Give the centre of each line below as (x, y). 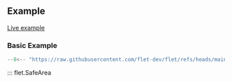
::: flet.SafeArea (29, 72)
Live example (26, 27)
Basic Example (32, 45)
